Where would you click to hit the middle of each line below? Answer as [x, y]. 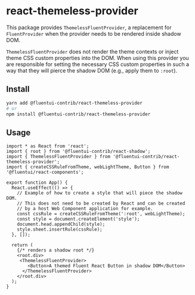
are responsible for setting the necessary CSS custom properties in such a [98, 64]
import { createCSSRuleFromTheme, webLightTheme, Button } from [88, 167]
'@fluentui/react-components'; [45, 172]
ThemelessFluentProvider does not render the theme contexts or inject [92, 51]
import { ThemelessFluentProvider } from [58, 157]
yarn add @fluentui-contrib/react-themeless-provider [75, 103]
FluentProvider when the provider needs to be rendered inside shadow [94, 33]
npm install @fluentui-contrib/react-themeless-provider [78, 114]
